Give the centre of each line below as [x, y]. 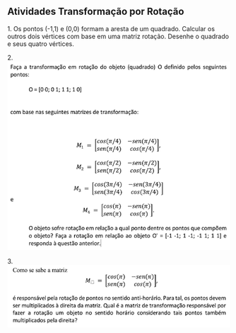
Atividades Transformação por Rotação [96, 12]
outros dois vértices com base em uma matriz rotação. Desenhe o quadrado [118, 36]
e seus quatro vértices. [41, 44]
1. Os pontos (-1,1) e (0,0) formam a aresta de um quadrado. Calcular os [111, 28]
